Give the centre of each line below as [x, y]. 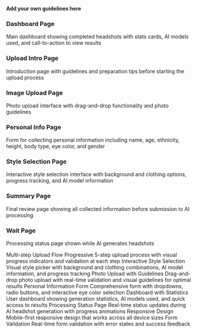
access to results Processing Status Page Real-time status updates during [96, 305]
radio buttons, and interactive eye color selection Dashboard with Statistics [97, 292]
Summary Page [29, 196]
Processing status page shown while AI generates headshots [80, 243]
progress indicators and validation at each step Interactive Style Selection [96, 261]
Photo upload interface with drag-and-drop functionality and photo [88, 105]
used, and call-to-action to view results [54, 43]
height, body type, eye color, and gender [55, 147]
